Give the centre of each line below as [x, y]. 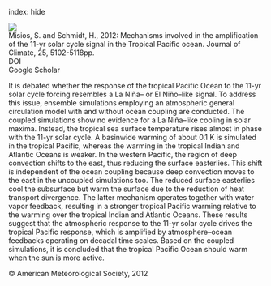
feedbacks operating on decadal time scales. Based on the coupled [121, 241]
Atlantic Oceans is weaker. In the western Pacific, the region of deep [123, 154]
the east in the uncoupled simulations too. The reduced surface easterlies [132, 180]
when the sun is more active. [57, 258]
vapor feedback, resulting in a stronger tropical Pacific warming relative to [133, 206]
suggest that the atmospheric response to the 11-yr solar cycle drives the [130, 223]
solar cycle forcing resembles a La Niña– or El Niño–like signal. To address [132, 94]
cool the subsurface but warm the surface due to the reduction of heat [127, 189]
